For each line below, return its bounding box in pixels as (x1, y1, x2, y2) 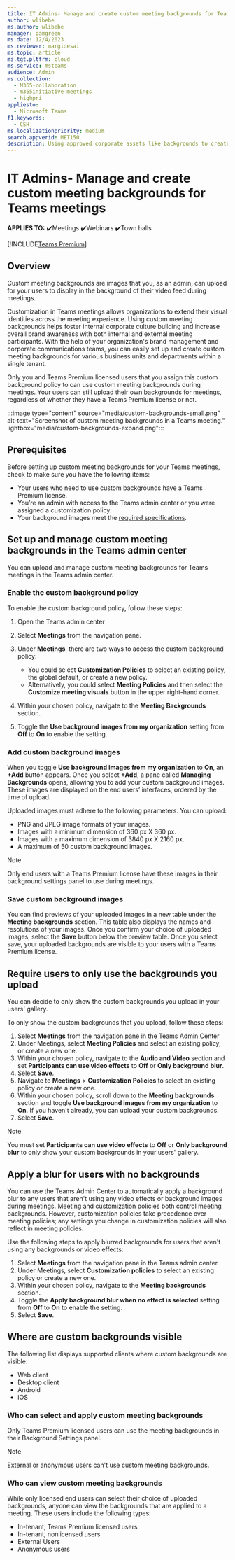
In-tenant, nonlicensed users (17, 1530, 101, 1538)
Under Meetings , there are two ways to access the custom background (17, 645, 224, 653)
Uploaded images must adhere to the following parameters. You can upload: (7, 806, 227, 815)
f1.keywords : (7, 114, 45, 121)
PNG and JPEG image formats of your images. (17, 820, 151, 829)
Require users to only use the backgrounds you (7, 967, 218, 980)
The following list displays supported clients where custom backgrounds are (7, 1349, 227, 1358)
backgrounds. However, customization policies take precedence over (7, 1209, 207, 1218)
